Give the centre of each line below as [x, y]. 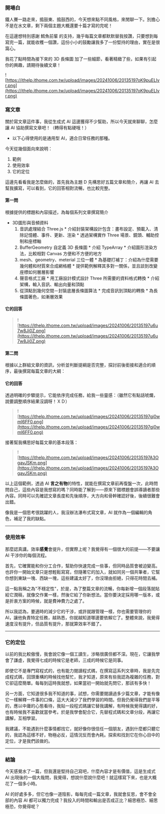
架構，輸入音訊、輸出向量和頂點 [52, 284]
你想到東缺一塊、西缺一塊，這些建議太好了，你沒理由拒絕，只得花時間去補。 [82, 578]
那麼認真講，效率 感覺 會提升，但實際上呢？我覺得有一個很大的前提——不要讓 [82, 549]
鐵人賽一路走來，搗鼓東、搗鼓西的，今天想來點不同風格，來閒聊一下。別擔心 [82, 19]
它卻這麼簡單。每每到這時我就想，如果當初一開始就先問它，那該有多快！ [78, 683]
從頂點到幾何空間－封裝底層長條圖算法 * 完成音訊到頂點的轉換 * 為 [86, 290]
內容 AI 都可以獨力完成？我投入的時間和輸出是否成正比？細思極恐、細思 [86, 800]
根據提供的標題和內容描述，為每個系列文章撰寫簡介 [57, 212]
